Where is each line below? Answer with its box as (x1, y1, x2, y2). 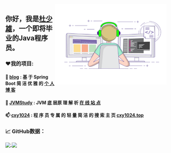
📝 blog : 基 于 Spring (5, 73, 49, 80)
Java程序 (18, 34, 48, 43)
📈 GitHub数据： (5, 128, 46, 135)
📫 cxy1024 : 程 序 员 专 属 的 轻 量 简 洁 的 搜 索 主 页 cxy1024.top (5, 112, 144, 119)
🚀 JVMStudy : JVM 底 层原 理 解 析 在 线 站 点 (5, 99, 101, 106)
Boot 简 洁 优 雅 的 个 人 (5, 80, 55, 86)
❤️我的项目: (5, 60, 34, 67)
